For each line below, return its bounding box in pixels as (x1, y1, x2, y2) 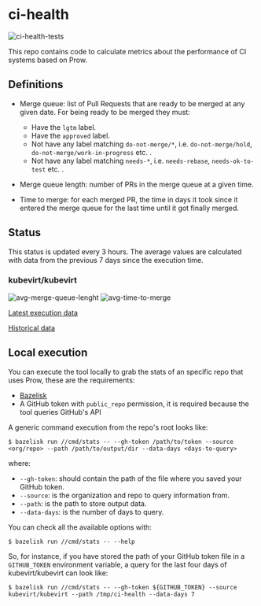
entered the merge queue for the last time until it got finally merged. (19, 203, 240, 212)
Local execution (8, 346, 88, 360)
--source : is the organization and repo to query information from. (19, 490, 230, 500)
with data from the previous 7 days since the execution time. (8, 255, 204, 264)
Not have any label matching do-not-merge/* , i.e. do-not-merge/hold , (31, 139, 253, 149)
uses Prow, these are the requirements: (8, 375, 135, 385)
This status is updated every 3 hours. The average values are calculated (8, 246, 242, 257)
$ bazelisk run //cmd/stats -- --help (8, 538, 135, 545)
